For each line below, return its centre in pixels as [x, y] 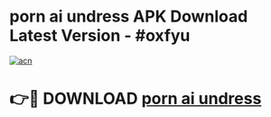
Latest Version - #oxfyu [100, 36]
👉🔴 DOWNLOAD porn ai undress [135, 99]
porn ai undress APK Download [129, 17]
